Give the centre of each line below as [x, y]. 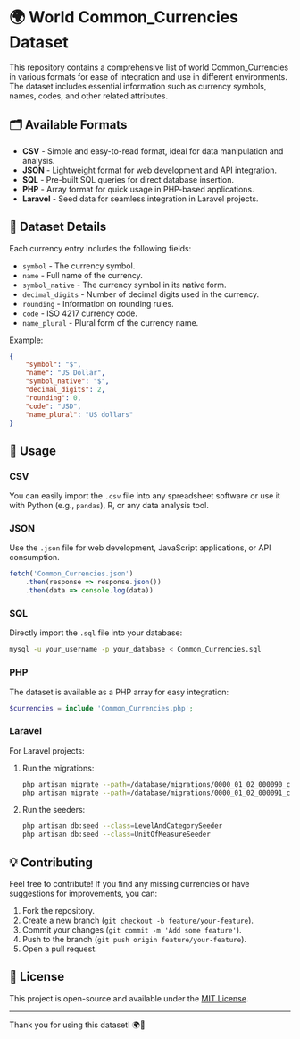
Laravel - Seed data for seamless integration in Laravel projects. [140, 199]
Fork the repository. [58, 911]
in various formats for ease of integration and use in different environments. [148, 76]
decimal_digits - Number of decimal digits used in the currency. [141, 294]
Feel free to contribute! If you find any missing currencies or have [129, 884]
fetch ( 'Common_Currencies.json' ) [71, 574]
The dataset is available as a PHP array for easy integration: [119, 692]
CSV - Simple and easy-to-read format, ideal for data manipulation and [153, 151]
